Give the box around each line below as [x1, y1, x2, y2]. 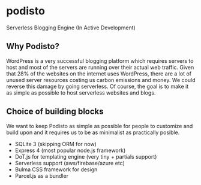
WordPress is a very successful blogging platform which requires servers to [6, 57, 194, 64]
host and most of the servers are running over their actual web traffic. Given [6, 63, 194, 71]
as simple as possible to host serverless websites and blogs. [6, 89, 156, 96]
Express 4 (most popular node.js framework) [14, 147, 126, 154]
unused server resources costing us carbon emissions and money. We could [6, 76, 196, 83]
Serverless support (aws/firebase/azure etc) [14, 159, 125, 166]
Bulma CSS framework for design [14, 166, 98, 173]
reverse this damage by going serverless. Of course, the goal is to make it [6, 83, 189, 90]
